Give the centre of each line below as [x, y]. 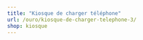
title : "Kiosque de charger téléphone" [64, 13]
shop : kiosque [27, 26]
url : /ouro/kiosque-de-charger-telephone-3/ [72, 20]
